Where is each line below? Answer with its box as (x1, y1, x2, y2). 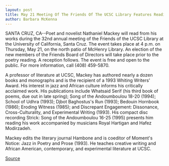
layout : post (5, 7, 33, 13)
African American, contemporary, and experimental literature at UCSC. (5, 146, 152, 152)
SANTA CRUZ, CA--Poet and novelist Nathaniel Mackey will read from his (5, 31, 157, 37)
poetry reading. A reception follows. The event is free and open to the (5, 57, 150, 63)
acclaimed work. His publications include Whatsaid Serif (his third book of (5, 88, 158, 94)
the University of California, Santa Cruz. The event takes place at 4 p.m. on (5, 41, 161, 47)
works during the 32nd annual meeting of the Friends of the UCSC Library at (5, 36, 164, 42)
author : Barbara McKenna (5, 17, 57, 22)
